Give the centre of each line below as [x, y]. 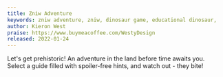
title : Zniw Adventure [40, 13]
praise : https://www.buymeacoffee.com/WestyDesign [81, 33]
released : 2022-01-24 [38, 39]
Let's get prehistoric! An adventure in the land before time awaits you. [106, 58]
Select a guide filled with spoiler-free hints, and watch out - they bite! [105, 66]
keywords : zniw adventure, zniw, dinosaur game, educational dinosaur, [112, 20]
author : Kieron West [37, 26]
